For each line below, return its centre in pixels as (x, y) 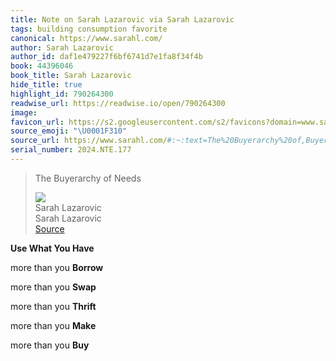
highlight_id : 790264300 (62, 94)
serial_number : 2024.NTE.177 (71, 150)
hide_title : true (46, 85)
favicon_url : (37, 122)
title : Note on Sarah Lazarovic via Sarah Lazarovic (122, 19)
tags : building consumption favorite (89, 29)
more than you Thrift (53, 306)
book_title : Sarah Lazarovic (71, 76)
